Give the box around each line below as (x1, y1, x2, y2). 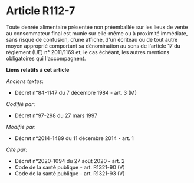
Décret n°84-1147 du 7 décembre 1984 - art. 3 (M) (14, 89, 137, 96)
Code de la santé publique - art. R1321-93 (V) (14, 169, 125, 177)
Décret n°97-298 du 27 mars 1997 (14, 112, 98, 119)
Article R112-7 (6, 4, 75, 18)
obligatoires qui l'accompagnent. (6, 55, 86, 62)
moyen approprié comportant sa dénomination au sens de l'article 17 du (6, 42, 181, 49)
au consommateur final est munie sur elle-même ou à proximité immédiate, (6, 29, 188, 36)
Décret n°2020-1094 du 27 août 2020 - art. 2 (14, 157, 125, 164)
